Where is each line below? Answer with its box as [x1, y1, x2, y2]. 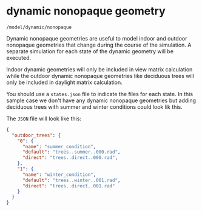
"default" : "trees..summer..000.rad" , [22, 149, 121, 155]
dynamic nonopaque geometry [6, 4, 166, 18]
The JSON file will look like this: [6, 115, 82, 122]
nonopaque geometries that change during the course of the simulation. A [6, 41, 192, 48]
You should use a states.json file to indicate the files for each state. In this [6, 90, 193, 97]
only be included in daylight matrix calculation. [6, 79, 123, 86]
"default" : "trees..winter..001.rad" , [22, 177, 121, 183]
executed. [6, 54, 32, 61]
